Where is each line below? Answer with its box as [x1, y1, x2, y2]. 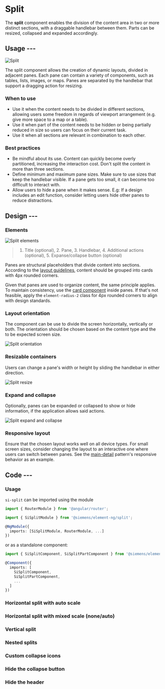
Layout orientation [5, 310, 50, 317]
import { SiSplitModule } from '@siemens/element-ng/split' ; [5, 515, 133, 520]
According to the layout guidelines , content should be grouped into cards [5, 267, 153, 273]
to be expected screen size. [5, 331, 61, 337]
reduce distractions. [12, 198, 53, 204]
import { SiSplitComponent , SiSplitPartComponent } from [5, 552, 124, 557]
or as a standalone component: [5, 542, 68, 548]
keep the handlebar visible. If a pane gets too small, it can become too [12, 177, 155, 182]
